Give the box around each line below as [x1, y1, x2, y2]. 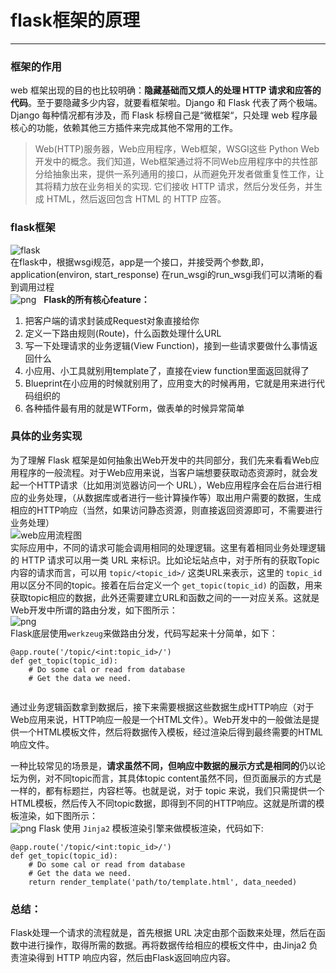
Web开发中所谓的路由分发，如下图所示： [10, 604, 178, 616]
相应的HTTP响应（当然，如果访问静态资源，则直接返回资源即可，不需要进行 [10, 504, 323, 516]
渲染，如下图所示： [18, 809, 98, 821]
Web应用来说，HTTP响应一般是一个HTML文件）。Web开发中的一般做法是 [10, 713, 312, 725]
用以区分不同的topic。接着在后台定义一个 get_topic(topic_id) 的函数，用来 [10, 579, 323, 591]
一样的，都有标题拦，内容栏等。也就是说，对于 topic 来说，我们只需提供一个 [10, 784, 325, 796]
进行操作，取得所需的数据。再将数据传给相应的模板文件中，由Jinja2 [27, 939, 307, 951]
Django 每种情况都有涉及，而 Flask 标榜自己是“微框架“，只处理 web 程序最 [10, 109, 318, 121]
